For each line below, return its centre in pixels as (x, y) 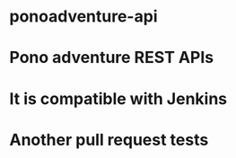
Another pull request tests (109, 140)
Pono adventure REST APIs (112, 58)
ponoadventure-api (83, 17)
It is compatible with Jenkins (118, 98)
